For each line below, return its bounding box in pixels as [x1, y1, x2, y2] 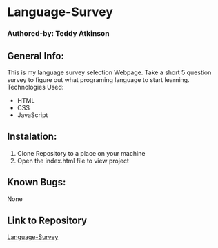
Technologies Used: [7, 83, 64, 91]
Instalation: [7, 131, 57, 143]
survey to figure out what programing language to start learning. [7, 75, 190, 83]
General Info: [7, 50, 64, 62]
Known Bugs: [7, 176, 66, 188]
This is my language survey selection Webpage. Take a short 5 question [7, 68, 212, 76]
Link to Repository [7, 214, 88, 226]
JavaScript [17, 111, 48, 119]
